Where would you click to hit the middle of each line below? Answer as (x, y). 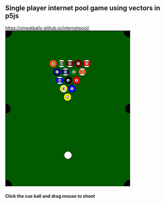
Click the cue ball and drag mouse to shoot (50, 196)
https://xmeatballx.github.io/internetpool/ (47, 28)
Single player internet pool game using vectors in (83, 8)
